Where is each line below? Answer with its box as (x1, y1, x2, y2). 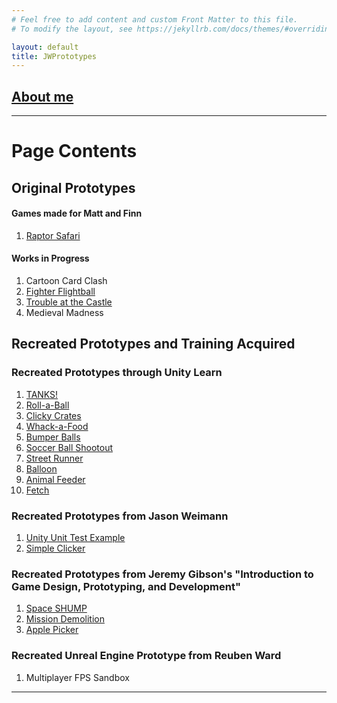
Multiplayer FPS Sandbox (25, 671, 130, 683)
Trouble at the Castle (25, 296, 113, 308)
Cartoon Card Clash (25, 275, 108, 287)
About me (11, 88, 74, 105)
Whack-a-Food (25, 420, 89, 432)
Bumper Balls (25, 431, 81, 443)
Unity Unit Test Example (25, 532, 126, 544)
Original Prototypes (11, 179, 136, 196)
